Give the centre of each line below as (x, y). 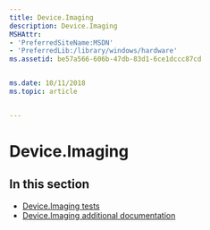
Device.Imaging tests (61, 206)
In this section (50, 184)
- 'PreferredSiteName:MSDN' (62, 43)
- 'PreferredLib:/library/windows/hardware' (93, 51)
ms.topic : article (43, 91)
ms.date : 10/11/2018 (48, 83)
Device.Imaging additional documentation (99, 215)
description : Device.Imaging (63, 26)
